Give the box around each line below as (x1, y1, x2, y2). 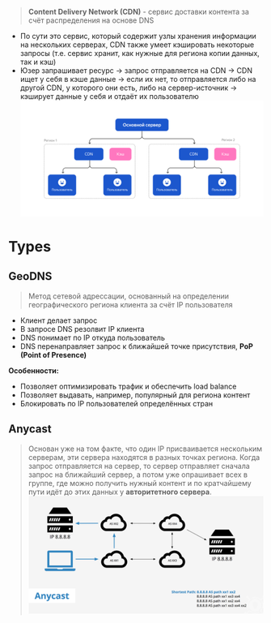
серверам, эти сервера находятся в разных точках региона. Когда (28, 452, 260, 462)
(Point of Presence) (19, 350, 87, 359)
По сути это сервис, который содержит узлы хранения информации (19, 32, 256, 41)
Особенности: (8, 365, 59, 376)
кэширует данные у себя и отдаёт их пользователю (19, 92, 200, 101)
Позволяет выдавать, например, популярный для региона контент (19, 389, 251, 400)
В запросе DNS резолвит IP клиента (19, 324, 145, 333)
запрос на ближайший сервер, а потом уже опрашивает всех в (28, 470, 248, 479)
